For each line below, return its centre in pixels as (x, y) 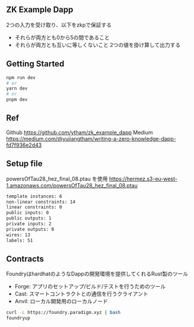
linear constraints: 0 (34, 207)
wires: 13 (18, 235)
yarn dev (17, 88)
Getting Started (35, 64)
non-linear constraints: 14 (41, 202)
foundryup (18, 318)
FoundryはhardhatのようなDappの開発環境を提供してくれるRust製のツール (97, 274)
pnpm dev (17, 100)
